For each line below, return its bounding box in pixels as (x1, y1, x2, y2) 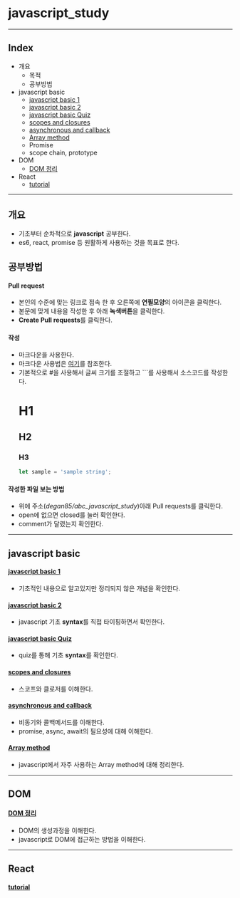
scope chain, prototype (28, 148, 98, 157)
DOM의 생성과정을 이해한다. (18, 826, 97, 835)
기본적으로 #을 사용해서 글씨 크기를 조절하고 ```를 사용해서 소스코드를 (18, 368, 209, 377)
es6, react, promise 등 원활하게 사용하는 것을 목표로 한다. (18, 238, 180, 246)
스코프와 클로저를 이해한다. (18, 684, 93, 693)
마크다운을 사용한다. (18, 350, 74, 359)
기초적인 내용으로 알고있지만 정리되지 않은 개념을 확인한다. (18, 584, 181, 592)
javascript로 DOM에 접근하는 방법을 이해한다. (18, 835, 146, 843)
